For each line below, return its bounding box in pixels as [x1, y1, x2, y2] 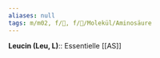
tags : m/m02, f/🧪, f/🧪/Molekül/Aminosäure [8, 19, 152, 27]
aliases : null [8, 11, 56, 20]
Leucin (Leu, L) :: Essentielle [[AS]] [8, 41, 122, 50]
